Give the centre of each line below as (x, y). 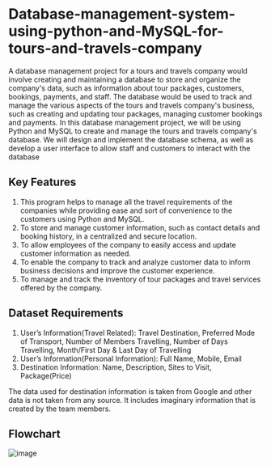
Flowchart (34, 434)
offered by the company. (61, 287)
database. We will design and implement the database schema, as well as (131, 139)
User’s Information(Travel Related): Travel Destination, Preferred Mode (138, 333)
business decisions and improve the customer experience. (117, 270)
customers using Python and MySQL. (82, 218)
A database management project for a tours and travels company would (128, 70)
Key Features (42, 182)
